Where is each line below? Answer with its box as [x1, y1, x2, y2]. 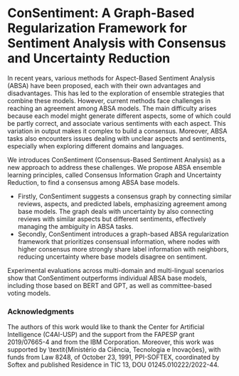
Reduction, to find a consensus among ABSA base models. [7, 178, 180, 186]
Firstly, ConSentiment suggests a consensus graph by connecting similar [17, 192, 232, 200]
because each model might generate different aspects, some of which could [7, 112, 231, 120]
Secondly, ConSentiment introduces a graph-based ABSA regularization [17, 230, 229, 238]
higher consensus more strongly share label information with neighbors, [17, 245, 229, 253]
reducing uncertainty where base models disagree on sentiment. [17, 252, 208, 261]
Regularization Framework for [7, 20, 187, 36]
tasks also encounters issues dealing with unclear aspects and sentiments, [7, 134, 227, 143]
